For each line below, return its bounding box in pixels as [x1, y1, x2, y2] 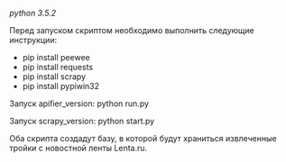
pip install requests [22, 62, 93, 72]
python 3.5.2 [9, 8, 57, 18]
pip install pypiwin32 [22, 81, 99, 91]
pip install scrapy [22, 71, 87, 82]
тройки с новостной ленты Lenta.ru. [9, 143, 148, 153]
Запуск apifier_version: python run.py [9, 98, 150, 109]
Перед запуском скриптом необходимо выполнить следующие [9, 25, 254, 35]
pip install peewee [22, 52, 90, 62]
